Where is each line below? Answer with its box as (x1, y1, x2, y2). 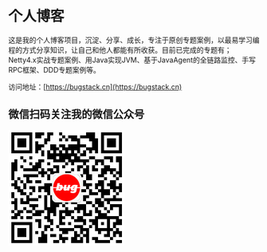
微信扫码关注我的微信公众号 (8, 108, 145, 121)
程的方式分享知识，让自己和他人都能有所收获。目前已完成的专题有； (8, 45, 232, 54)
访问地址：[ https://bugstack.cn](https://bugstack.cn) (8, 81, 183, 92)
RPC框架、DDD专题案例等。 (8, 65, 101, 74)
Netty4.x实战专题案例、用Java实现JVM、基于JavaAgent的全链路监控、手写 (8, 55, 257, 65)
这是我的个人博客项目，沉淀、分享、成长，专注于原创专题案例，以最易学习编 (8, 35, 260, 45)
